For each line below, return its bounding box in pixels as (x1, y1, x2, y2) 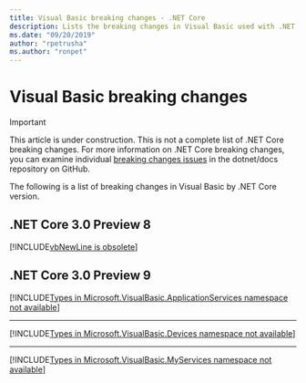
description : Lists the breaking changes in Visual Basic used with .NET (9, 22, 296, 31)
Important (9, 117, 46, 128)
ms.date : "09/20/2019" (9, 30, 96, 39)
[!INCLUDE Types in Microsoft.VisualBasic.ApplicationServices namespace (9, 292, 289, 303)
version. (9, 191, 40, 202)
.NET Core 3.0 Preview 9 (9, 268, 152, 284)
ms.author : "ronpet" (9, 47, 88, 57)
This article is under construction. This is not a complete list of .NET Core (9, 134, 284, 146)
